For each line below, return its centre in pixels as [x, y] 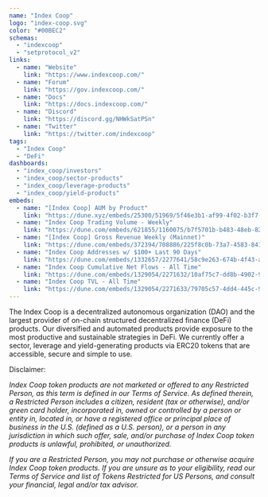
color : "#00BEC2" [38, 30]
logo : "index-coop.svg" [49, 23]
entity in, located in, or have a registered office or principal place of [120, 419]
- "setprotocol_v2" [49, 52]
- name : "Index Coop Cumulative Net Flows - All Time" [109, 267]
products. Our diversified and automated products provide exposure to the [131, 328]
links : [20, 60]
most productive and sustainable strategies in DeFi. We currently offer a [127, 337]
